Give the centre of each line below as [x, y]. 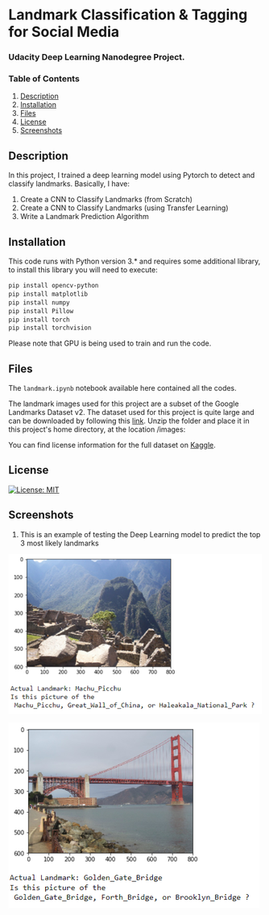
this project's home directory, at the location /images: [97, 429]
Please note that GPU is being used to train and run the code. [110, 343]
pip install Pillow [41, 311]
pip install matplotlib [48, 294]
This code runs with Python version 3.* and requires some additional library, [134, 261]
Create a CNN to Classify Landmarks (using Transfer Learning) [124, 208]
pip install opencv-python [54, 286]
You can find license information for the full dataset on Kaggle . [112, 445]
